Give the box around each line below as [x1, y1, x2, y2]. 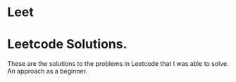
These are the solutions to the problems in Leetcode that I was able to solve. [7, 60, 229, 68]
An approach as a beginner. [7, 67, 88, 76]
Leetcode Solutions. [7, 36, 128, 53]
